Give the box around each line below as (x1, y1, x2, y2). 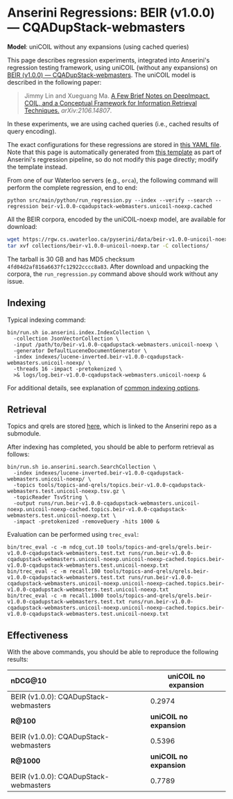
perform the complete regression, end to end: (7, 183, 137, 191)
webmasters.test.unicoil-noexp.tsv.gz (7, 488, 119, 495)
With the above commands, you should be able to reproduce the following (7, 648, 218, 656)
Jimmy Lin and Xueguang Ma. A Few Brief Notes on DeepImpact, (24, 92, 210, 100)
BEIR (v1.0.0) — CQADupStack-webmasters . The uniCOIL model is (7, 71, 196, 79)
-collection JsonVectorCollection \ (13, 335, 119, 342)
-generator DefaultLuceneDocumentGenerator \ (13, 347, 148, 354)
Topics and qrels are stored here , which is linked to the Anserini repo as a (7, 422, 217, 431)
